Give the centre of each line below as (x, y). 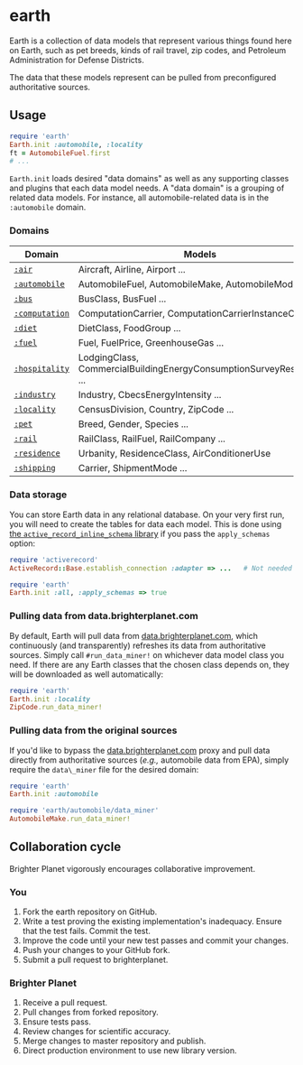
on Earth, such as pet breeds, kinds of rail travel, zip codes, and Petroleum (148, 50)
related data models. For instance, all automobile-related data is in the (139, 198)
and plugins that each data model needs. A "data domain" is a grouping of (147, 188)
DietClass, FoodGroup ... (129, 328)
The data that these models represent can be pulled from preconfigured (143, 77)
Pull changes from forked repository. (91, 1013)
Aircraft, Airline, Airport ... (132, 269)
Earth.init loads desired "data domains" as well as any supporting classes (149, 179)
